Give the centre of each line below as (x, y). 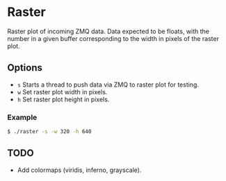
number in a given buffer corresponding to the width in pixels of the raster (113, 38)
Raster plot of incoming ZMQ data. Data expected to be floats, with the (108, 31)
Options (25, 68)
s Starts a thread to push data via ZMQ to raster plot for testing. (108, 85)
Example (22, 117)
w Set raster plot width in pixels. (62, 92)
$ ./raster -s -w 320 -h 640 (49, 132)
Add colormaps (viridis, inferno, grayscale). (79, 170)
